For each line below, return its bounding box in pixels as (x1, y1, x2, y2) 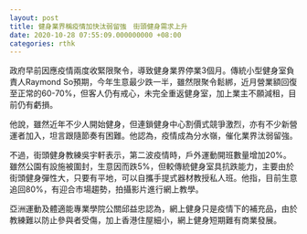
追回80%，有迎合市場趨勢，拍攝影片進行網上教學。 (9, 184, 204, 195)
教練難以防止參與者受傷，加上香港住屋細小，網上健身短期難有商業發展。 (9, 215, 281, 226)
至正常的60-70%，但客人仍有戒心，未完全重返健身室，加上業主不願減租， (9, 88, 289, 99)
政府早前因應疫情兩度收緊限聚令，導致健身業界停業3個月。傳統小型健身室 (9, 65, 287, 76)
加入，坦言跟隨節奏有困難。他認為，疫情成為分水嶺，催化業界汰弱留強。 (25, 130, 298, 142)
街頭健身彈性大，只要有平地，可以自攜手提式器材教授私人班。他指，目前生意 (9, 173, 298, 184)
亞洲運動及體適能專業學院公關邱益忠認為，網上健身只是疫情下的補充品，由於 (9, 203, 298, 215)
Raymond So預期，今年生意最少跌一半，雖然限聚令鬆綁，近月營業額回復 (25, 77, 298, 88)
